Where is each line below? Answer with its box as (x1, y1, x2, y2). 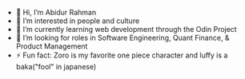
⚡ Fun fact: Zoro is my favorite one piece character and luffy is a (15, 50, 228, 60)
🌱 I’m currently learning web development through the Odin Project (15, 25, 238, 34)
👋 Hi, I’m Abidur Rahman (15, 8, 97, 17)
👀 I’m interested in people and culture (15, 16, 140, 26)
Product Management (15, 41, 88, 51)
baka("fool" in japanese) (15, 62, 97, 71)
